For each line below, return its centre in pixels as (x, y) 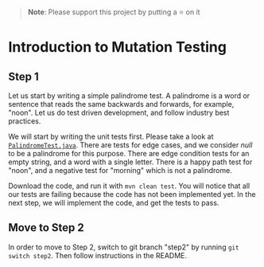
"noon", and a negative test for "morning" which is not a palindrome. (120, 170)
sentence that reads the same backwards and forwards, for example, (121, 104)
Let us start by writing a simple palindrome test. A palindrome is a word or (129, 96)
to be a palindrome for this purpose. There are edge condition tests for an (129, 153)
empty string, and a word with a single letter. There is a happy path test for (130, 162)
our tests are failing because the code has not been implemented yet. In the (132, 194)
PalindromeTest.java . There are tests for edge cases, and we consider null (130, 145)
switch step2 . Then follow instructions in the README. (98, 255)
